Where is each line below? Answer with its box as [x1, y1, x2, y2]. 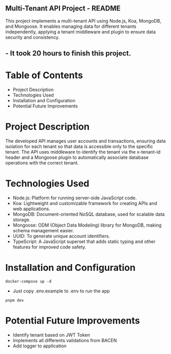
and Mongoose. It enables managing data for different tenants [5, 23, 137, 29]
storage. [12, 217, 31, 223]
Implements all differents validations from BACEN [12, 337, 117, 343]
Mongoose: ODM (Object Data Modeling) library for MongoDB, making [12, 222, 162, 228]
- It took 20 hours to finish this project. [5, 49, 131, 58]
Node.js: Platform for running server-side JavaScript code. [12, 195, 137, 201]
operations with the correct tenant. [5, 160, 79, 166]
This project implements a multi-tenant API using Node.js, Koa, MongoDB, [5, 17, 162, 24]
